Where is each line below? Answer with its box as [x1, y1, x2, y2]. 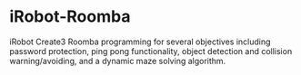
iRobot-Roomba [9, 6, 131, 27]
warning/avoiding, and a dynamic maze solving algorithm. [9, 55, 226, 66]
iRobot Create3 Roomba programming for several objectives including [9, 36, 271, 47]
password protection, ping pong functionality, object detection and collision [9, 45, 293, 56]
